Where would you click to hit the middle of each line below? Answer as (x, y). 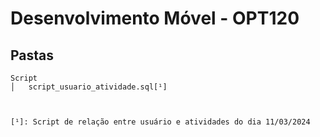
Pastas (32, 55)
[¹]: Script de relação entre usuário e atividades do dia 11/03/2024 (160, 122)
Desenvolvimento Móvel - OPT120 (155, 18)
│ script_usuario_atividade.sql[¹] (89, 87)
